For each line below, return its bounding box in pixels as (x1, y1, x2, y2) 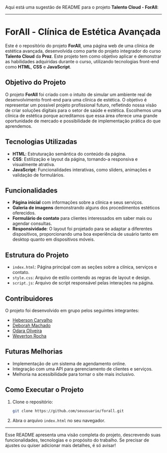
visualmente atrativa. (12, 161, 56, 167)
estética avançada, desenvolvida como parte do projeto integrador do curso (5, 48, 161, 54)
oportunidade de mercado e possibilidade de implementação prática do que (5, 118, 161, 124)
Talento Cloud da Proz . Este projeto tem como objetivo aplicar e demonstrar (5, 53, 162, 59)
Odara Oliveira (12, 328, 42, 334)
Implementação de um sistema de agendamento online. (12, 361, 126, 366)
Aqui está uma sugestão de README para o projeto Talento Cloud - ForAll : (5, 4, 159, 10)
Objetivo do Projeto (5, 78, 66, 87)
